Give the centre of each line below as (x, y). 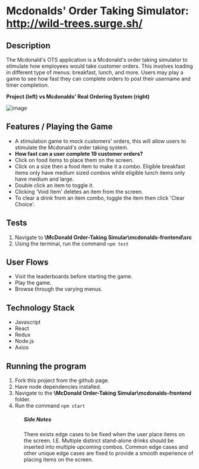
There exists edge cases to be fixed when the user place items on (104, 435)
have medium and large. (44, 179)
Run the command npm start (50, 406)
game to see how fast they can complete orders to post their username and (99, 79)
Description (28, 45)
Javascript (28, 322)
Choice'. (25, 204)
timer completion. (28, 85)
